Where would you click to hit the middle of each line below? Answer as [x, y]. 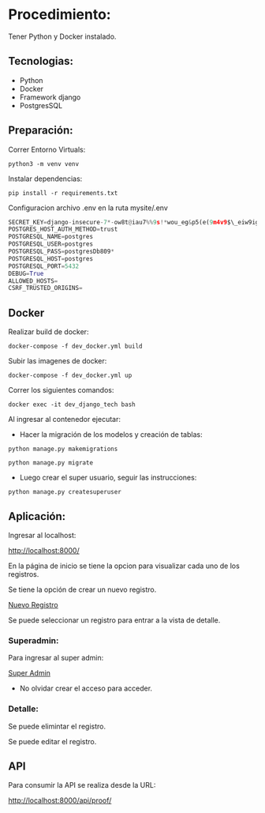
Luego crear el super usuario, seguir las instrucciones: [108, 478]
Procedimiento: [60, 15]
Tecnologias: [41, 61]
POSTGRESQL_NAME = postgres [50, 237]
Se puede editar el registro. [52, 741]
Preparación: [41, 131]
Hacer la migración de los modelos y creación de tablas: [111, 435]
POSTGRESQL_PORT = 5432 [44, 266]
